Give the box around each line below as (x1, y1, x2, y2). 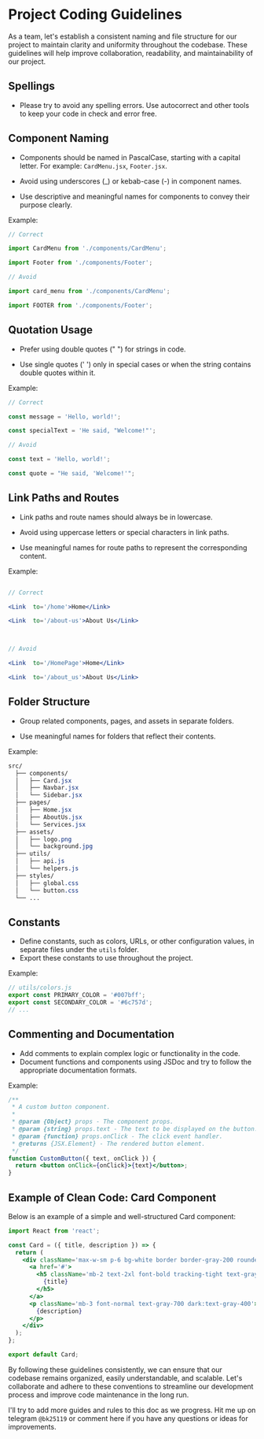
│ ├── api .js (15, 857, 65, 865)
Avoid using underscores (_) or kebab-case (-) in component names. (19, 176, 242, 186)
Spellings (8, 80, 55, 93)
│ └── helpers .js (15, 865, 79, 872)
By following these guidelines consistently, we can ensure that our (8, 1365, 222, 1374)
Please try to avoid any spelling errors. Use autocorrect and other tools (19, 100, 250, 110)
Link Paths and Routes (8, 491, 119, 505)
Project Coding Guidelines (8, 6, 182, 24)
